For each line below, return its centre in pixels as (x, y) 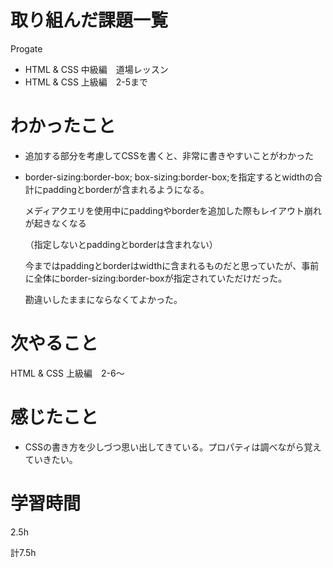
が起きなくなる (55, 223)
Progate (26, 48)
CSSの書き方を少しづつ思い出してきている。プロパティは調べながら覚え (173, 447)
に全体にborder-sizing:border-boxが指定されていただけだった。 (156, 278)
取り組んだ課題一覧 (89, 20)
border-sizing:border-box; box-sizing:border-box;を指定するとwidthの (169, 177)
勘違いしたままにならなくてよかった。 (103, 299)
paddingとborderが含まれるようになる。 (126, 189)
